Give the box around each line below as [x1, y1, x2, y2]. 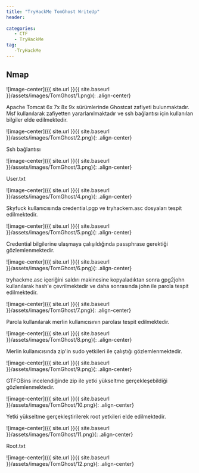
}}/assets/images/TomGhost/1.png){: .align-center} [6, 92, 131, 99]
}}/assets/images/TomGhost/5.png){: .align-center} [6, 228, 132, 236]
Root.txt [6, 442, 26, 449]
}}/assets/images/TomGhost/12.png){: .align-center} [6, 460, 135, 467]
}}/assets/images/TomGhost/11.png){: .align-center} [6, 431, 133, 438]
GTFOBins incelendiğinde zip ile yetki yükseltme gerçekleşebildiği [6, 377, 168, 384]
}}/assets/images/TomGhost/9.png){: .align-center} [6, 365, 132, 373]
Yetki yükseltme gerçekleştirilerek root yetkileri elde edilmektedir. [6, 413, 166, 420]
